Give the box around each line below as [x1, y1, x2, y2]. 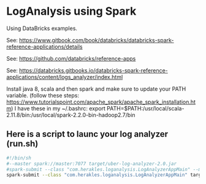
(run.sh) [6, 139, 39, 149]
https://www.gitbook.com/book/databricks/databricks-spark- [19, 36, 174, 44]
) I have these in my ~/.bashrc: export [11, 104, 106, 112]
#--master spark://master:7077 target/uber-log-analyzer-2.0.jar [6, 161, 177, 167]
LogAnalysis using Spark [6, 4, 137, 18]
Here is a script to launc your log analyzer [6, 129, 169, 139]
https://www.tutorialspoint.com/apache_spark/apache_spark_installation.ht [6, 98, 196, 105]
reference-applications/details [6, 43, 83, 50]
